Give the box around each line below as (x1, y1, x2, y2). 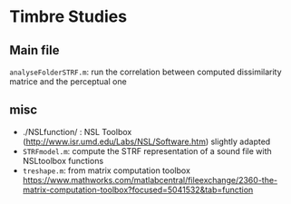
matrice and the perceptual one (9, 76, 127, 87)
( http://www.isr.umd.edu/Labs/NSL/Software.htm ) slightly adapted (22, 136, 271, 147)
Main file (9, 43, 60, 58)
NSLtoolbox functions (22, 155, 104, 166)
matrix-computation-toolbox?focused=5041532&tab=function (22, 184, 254, 195)
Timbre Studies (9, 6, 128, 27)
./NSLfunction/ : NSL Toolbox (22, 126, 132, 137)
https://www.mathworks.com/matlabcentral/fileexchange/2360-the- (22, 174, 278, 185)
